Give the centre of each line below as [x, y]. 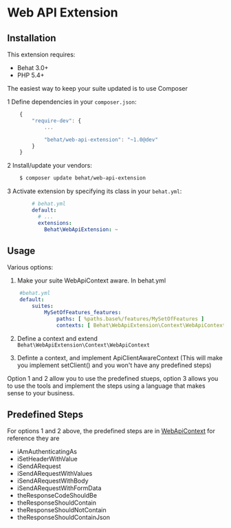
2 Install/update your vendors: [50, 166]
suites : [43, 306]
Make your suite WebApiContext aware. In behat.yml [91, 280]
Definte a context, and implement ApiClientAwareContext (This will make [120, 357]
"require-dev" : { [56, 121]
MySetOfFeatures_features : [82, 312]
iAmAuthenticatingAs [47, 452]
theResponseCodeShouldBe [57, 496]
